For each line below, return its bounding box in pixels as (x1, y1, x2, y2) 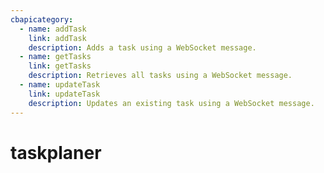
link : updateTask (28, 89, 101, 99)
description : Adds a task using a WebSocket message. (28, 42, 257, 53)
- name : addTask (19, 24, 87, 34)
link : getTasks (28, 61, 92, 71)
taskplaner (10, 141, 102, 164)
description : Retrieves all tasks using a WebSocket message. (28, 71, 293, 81)
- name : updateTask (19, 80, 101, 90)
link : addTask (28, 33, 87, 43)
